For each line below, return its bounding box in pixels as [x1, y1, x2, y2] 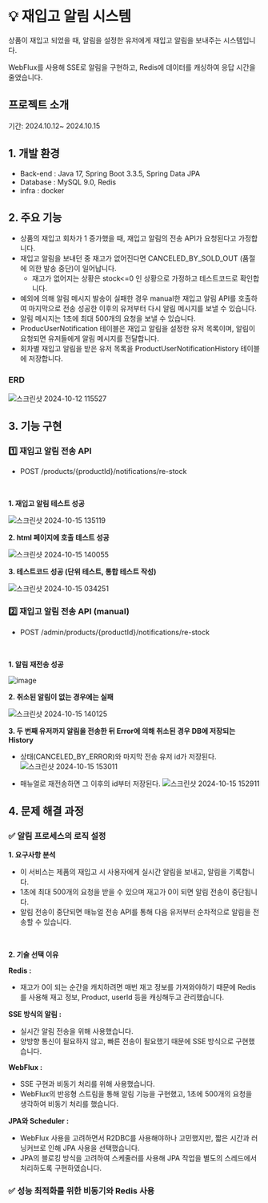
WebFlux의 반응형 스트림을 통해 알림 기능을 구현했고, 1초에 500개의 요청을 [19, 1089, 253, 1099]
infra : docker [19, 185, 65, 195]
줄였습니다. [8, 72, 43, 82]
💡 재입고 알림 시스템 [8, 7, 132, 26]
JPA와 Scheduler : [8, 1116, 70, 1126]
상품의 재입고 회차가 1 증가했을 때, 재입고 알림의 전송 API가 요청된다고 [19, 233, 237, 243]
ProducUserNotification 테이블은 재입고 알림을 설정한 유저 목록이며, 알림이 [19, 324, 256, 334]
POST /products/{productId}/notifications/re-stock [19, 467, 187, 476]
